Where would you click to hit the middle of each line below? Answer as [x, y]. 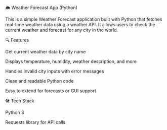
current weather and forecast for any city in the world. [62, 30]
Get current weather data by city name [46, 52]
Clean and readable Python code [39, 81]
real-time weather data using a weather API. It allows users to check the [80, 24]
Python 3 [15, 112]
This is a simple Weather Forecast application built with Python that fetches [84, 19]
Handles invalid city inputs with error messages [55, 71]
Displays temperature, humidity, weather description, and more [71, 61]
